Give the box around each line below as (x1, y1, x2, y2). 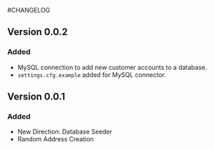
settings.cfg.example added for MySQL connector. (17, 70, 166, 79)
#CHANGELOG (7, 6, 51, 14)
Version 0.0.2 (7, 26, 68, 38)
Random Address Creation (17, 135, 94, 143)
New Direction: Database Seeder (17, 127, 112, 136)
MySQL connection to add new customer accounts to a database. (17, 63, 208, 71)
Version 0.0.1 (7, 91, 65, 103)
